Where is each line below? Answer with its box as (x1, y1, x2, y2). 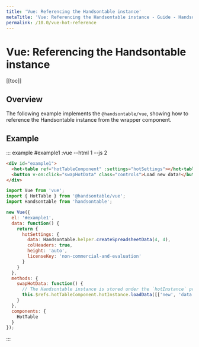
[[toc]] (6, 77, 22, 85)
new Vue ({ (6, 209, 31, 216)
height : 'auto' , (27, 248, 68, 254)
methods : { (11, 275, 38, 281)
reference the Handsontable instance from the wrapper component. (6, 116, 172, 124)
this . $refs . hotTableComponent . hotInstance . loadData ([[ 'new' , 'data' (21, 292, 195, 298)
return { (17, 226, 38, 232)
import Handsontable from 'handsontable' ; (6, 199, 113, 205)
